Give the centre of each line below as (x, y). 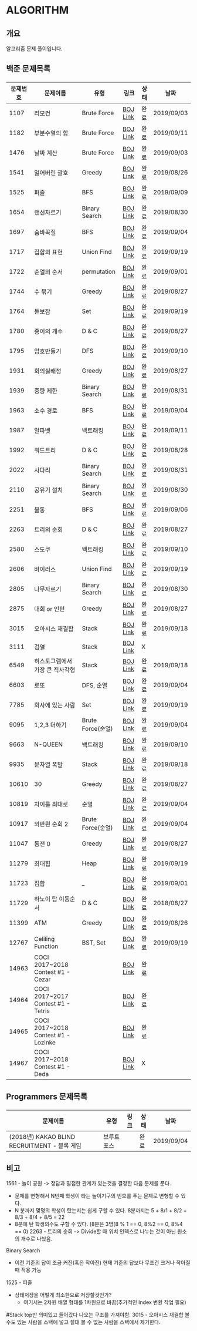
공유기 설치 (49, 490)
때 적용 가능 (28, 1270)
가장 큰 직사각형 (55, 670)
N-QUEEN (49, 745)
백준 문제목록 (28, 69)
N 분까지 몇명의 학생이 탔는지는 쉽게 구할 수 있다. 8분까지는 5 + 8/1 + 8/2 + (101, 1211)
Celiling (45, 939)
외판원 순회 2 (51, 824)
